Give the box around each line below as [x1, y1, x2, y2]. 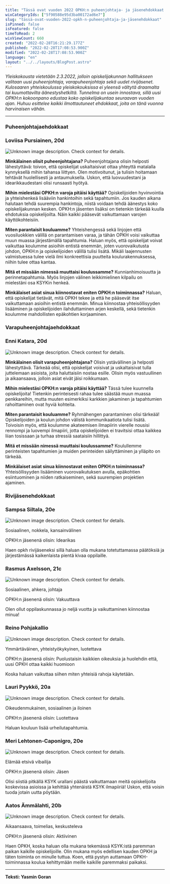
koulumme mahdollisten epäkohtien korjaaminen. [5, 311, 107, 317]
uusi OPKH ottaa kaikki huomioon [5, 661, 75, 667]
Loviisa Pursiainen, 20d [5, 137, 64, 144]
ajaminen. [5, 479, 26, 486]
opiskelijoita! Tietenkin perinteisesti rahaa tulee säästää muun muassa [5, 390, 151, 397]
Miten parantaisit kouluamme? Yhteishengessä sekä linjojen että [5, 227, 142, 233]
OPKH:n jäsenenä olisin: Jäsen [5, 769, 69, 775]
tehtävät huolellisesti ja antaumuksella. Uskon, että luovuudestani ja [5, 174, 146, 181]
